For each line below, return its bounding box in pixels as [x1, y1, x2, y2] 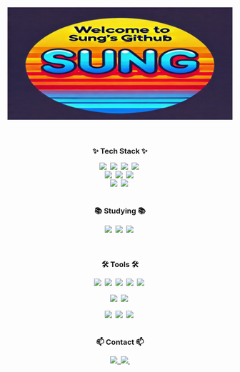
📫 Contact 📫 [96, 337, 144, 347]
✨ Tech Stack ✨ [92, 146, 148, 156]
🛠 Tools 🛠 [101, 259, 139, 269]
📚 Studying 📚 [94, 206, 146, 216]
